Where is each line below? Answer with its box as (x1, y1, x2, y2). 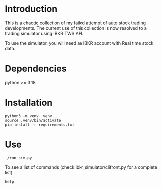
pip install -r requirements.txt (5, 122, 75, 127)
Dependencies (5, 63, 67, 74)
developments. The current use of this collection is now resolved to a (5, 25, 147, 31)
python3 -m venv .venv (5, 113, 52, 118)
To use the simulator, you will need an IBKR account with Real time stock (5, 40, 154, 46)
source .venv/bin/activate (5, 118, 61, 123)
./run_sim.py (5, 155, 32, 160)
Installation (5, 97, 53, 108)
